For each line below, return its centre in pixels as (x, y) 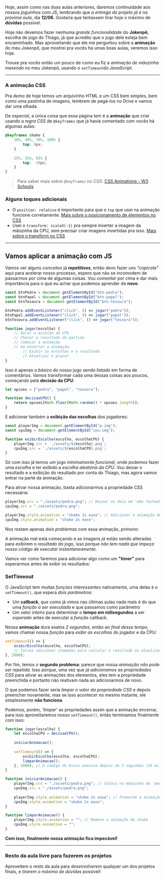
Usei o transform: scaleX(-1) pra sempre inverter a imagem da (77, 226)
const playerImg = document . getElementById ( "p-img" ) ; (61, 426)
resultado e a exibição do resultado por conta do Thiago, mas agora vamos (81, 473)
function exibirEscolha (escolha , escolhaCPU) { (55, 439)
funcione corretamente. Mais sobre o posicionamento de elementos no (84, 215)
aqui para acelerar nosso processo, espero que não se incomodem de (76, 273)
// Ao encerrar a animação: (42, 347)
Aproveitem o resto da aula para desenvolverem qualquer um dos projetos (80, 866)
